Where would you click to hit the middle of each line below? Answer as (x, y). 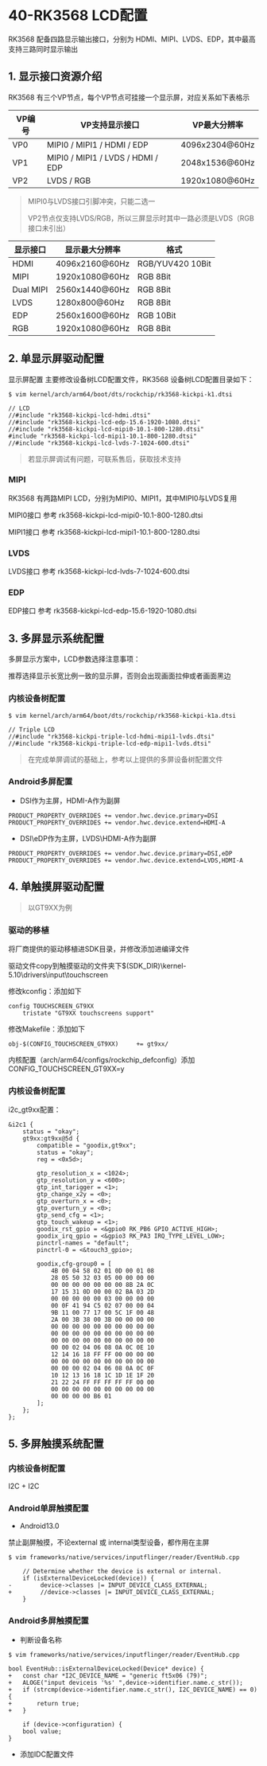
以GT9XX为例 (50, 907)
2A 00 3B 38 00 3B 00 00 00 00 (103, 1320)
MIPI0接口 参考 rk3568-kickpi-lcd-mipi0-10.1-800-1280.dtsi (106, 515)
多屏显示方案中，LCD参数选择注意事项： (74, 659)
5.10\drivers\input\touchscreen (58, 974)
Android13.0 (39, 1526)
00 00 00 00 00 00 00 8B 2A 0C (103, 1285)
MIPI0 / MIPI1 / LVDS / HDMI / (103, 158)
